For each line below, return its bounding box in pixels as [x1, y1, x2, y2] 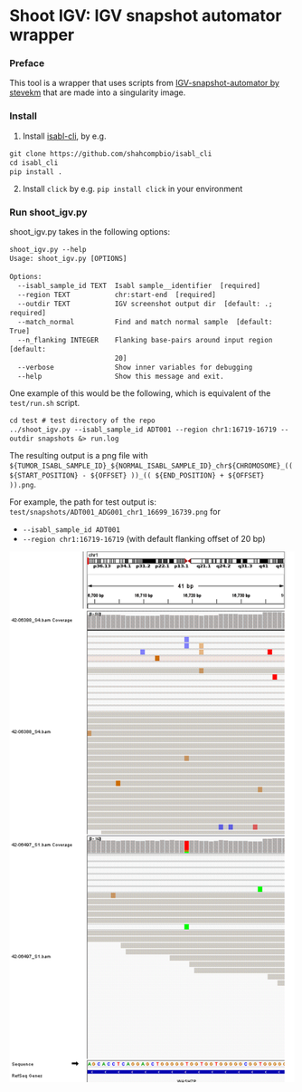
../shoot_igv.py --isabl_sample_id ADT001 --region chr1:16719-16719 [9, 425, 278, 435]
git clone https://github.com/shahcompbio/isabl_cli [9, 149, 212, 159]
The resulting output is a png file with [9, 450, 148, 461]
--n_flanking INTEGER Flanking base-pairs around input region [17, 336, 273, 345]
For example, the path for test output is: [9, 497, 156, 507]
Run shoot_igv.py [9, 206, 88, 218]
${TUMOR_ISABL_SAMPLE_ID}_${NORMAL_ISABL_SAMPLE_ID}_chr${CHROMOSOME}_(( [9, 461, 294, 471]
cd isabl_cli [9, 158, 59, 168]
